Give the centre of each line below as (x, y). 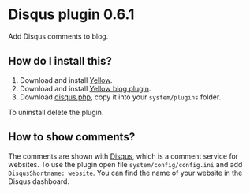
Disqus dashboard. (39, 181)
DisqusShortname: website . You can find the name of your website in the (125, 173)
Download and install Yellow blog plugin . (85, 88)
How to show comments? (72, 137)
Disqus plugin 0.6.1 (71, 15)
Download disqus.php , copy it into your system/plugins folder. (120, 97)
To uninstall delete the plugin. (56, 112)
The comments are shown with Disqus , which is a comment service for (123, 156)
